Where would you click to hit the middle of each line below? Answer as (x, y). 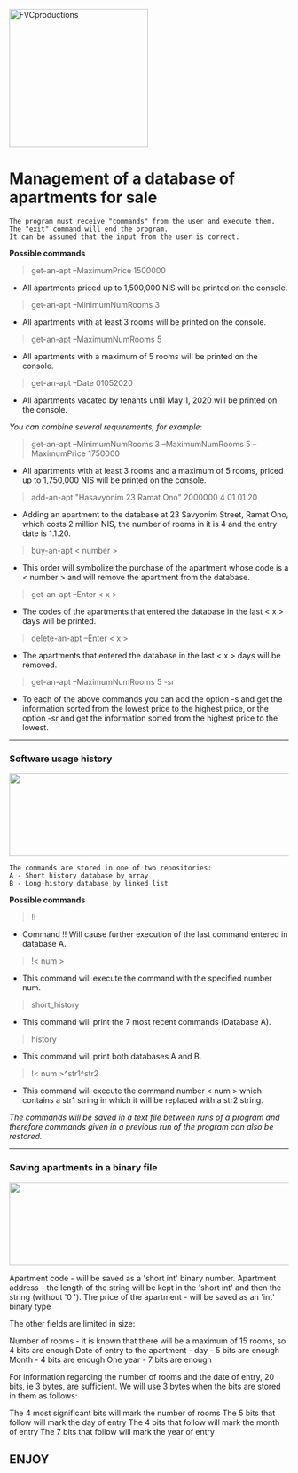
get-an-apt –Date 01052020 (82, 382)
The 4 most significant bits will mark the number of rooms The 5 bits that (142, 1413)
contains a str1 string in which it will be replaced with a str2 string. (142, 1100)
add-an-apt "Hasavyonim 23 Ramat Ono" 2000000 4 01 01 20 (144, 497)
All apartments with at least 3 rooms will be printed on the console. (144, 322)
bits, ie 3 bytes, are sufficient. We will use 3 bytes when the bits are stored (145, 1386)
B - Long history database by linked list (89, 884)
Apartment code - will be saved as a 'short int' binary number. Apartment (143, 1278)
